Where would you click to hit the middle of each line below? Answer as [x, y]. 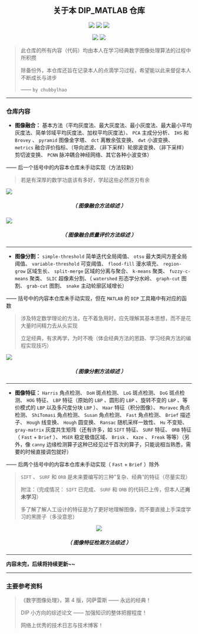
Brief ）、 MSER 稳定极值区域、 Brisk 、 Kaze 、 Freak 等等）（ [111, 437]
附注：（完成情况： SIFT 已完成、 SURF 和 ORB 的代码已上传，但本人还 [103, 489]
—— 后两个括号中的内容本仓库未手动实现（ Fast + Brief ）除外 [83, 465]
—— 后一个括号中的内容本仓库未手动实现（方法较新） [71, 168]
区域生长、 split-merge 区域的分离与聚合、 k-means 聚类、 [97, 271]
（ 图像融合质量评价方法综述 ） [99, 234]
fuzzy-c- [180, 272]
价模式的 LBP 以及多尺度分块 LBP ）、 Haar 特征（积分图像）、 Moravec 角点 [102, 408]
